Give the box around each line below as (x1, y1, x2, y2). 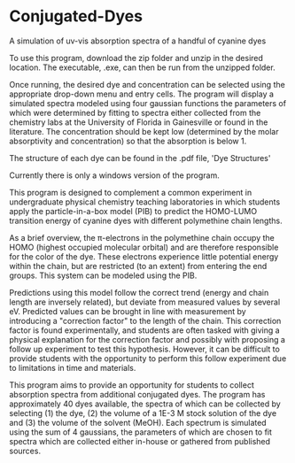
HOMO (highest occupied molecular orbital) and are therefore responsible (9, 242, 279, 252)
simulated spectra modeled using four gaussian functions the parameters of (9, 97, 286, 108)
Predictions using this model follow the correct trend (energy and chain (9, 287, 269, 297)
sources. (9, 445, 42, 456)
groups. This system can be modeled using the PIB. (9, 270, 198, 281)
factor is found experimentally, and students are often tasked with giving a (9, 325, 281, 336)
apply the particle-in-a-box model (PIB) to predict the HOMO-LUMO (9, 205, 258, 216)
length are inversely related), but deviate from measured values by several (9, 297, 281, 307)
